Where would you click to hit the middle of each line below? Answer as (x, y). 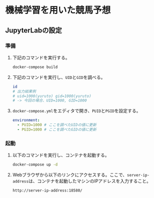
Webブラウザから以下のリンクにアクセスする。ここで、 (70, 175)
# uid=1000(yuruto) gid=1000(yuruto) (52, 96)
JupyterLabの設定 (34, 30)
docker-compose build (35, 67)
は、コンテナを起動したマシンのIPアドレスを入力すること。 (90, 181)
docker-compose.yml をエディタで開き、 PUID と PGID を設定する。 (76, 111)
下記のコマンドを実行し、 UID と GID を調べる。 (59, 77)
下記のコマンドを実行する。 (41, 57)
